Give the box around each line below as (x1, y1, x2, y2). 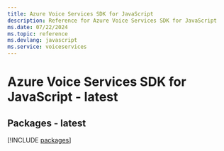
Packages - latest (7, 117, 86, 129)
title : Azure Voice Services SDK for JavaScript (7, 10, 154, 18)
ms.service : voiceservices (7, 43, 87, 50)
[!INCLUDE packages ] (7, 136, 72, 144)
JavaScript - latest (7, 89, 118, 105)
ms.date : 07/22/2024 (7, 23, 69, 30)
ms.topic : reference (7, 30, 69, 38)
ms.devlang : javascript (7, 37, 78, 44)
